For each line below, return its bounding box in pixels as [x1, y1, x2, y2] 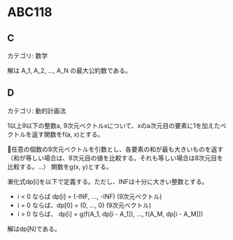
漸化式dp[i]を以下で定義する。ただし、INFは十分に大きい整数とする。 [7, 177, 209, 185]
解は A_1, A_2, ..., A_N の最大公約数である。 [7, 66, 132, 74]
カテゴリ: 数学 [7, 52, 48, 59]
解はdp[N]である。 [7, 225, 61, 233]
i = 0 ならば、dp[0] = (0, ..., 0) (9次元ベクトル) [17, 201, 152, 209]
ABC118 [7, 4, 52, 20]
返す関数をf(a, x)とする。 [31, 130, 104, 139]
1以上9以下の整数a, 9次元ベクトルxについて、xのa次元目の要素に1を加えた [7, 121, 220, 129]
